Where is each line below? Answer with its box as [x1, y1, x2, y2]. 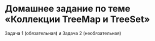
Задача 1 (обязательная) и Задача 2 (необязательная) [5, 30, 122, 36]
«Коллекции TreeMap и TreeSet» [5, 13, 150, 25]
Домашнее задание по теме [5, 3, 131, 14]
